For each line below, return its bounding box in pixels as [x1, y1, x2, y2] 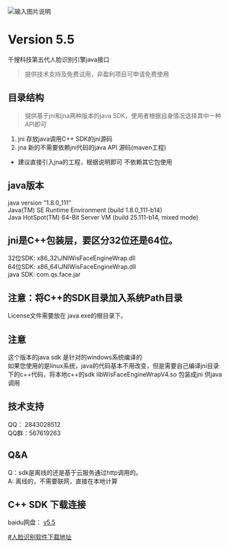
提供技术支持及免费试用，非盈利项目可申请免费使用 [24, 69, 169, 78]
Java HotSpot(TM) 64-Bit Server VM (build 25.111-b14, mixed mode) [8, 213, 199, 221]
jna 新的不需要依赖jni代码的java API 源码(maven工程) [17, 143, 167, 151]
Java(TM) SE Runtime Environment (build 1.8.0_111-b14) [8, 206, 163, 214]
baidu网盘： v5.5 [8, 518, 56, 526]
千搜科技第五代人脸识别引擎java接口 [8, 55, 110, 63]
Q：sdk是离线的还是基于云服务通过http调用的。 [8, 468, 143, 476]
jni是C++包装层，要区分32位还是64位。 [8, 234, 178, 246]
